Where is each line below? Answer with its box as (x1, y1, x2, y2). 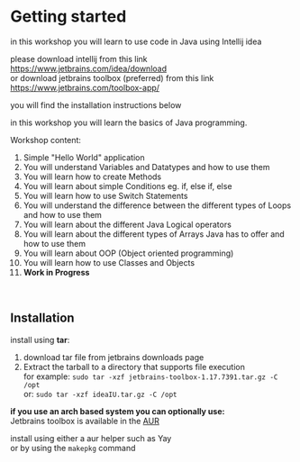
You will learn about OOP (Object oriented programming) (23, 248, 234, 258)
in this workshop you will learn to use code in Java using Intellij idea (10, 36, 262, 47)
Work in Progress (23, 267, 90, 277)
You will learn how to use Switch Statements (23, 190, 188, 201)
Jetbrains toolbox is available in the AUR (10, 415, 160, 426)
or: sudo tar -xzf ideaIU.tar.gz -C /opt (23, 388, 177, 399)
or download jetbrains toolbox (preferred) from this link (10, 72, 214, 83)
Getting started (10, 6, 127, 27)
